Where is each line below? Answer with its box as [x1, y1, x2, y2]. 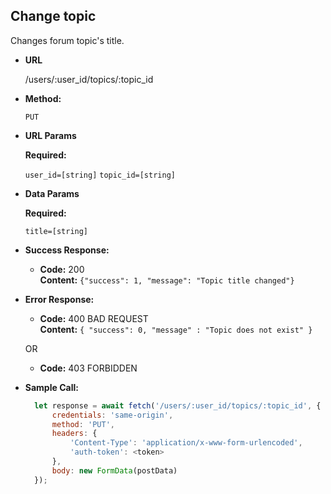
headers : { [51, 429, 98, 439]
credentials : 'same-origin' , [51, 410, 174, 420]
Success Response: [24, 244, 110, 256]
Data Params [24, 187, 80, 199]
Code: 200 [39, 263, 85, 275]
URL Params [24, 129, 77, 141]
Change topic [10, 8, 97, 25]
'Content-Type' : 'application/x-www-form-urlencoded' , [69, 438, 303, 448]
